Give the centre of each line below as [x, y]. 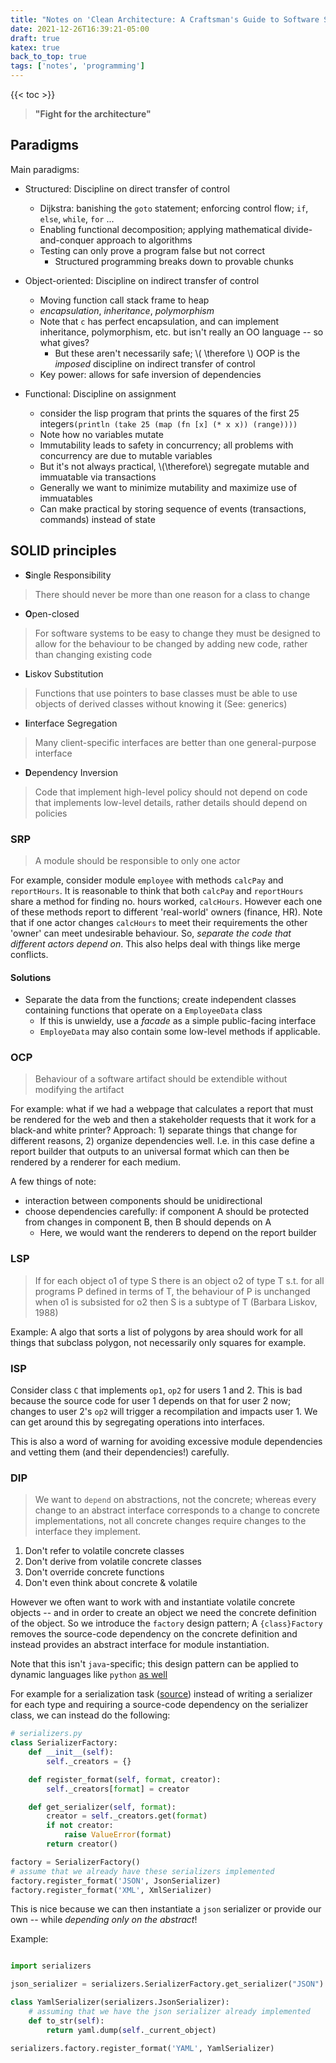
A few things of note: [53, 1182]
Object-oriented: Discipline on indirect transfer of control [142, 280]
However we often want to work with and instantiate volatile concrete [153, 1602]
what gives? [64, 342]
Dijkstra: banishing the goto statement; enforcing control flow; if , [174, 208]
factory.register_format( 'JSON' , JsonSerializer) [116, 1881]
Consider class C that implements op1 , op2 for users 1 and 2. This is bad [156, 1390]
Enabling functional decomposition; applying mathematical [160, 229]
